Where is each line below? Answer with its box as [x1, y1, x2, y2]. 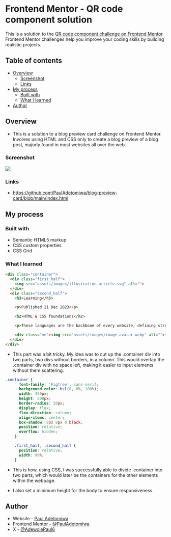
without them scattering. [12, 367, 65, 373]
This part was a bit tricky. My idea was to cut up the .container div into [12, 351, 160, 357]
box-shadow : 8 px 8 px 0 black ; [18, 420, 83, 425]
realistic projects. [5, 41, 42, 47]
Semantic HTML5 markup [12, 236, 67, 243]
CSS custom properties [12, 242, 62, 248]
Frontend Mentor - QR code [5, 3, 123, 15]
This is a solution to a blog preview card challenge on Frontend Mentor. [12, 130, 162, 137]
